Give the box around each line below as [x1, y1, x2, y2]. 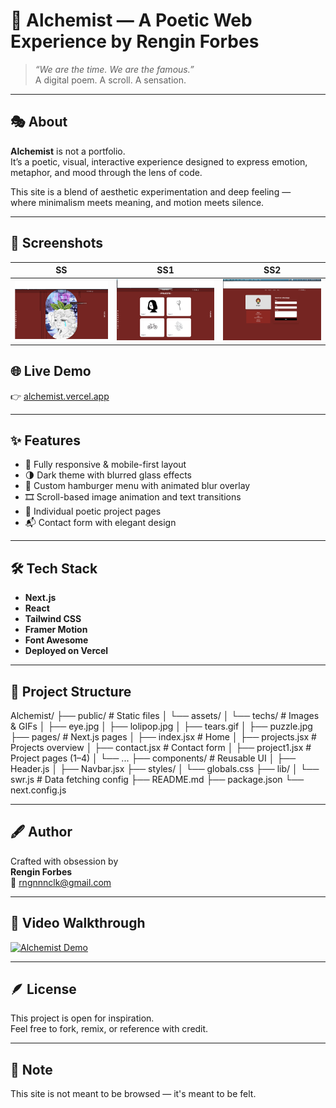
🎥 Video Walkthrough [10, 915, 146, 932]
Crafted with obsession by [10, 855, 119, 867]
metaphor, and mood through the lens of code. [10, 166, 203, 178]
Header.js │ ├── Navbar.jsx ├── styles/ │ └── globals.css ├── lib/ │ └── [10, 762, 320, 774]
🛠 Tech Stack [10, 560, 98, 577]
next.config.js [10, 784, 67, 796]
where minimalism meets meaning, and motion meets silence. [10, 196, 265, 208]
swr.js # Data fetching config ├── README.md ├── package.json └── [10, 773, 305, 785]
